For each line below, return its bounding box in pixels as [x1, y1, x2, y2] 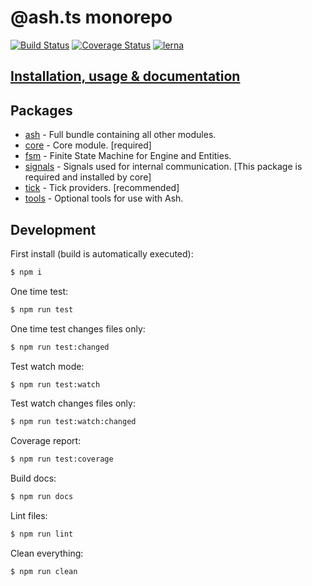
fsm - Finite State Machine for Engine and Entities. [24, 150, 232, 162]
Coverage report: [10, 435, 82, 447]
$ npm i [10, 267, 43, 277]
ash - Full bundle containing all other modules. [24, 129, 217, 141]
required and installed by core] [24, 171, 152, 183]
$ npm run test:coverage [10, 454, 114, 465]
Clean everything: [10, 547, 84, 559]
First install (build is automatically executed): [10, 247, 194, 260]
